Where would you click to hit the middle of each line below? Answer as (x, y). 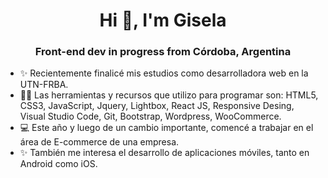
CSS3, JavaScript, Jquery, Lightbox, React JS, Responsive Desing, (157, 106)
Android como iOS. (58, 164)
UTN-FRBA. (44, 85)
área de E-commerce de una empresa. (99, 142)
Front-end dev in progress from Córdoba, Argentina (163, 52)
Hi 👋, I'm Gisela (163, 20)
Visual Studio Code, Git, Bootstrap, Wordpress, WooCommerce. (150, 116)
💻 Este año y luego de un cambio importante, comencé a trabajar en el (166, 128)
